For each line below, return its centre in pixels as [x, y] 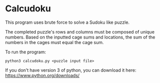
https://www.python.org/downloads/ [42, 75]
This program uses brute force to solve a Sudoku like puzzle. [67, 22]
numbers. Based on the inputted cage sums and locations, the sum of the [80, 37]
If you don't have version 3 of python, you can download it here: [71, 70]
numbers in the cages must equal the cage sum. [55, 42]
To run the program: [26, 52]
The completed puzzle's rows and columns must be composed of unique [80, 32]
